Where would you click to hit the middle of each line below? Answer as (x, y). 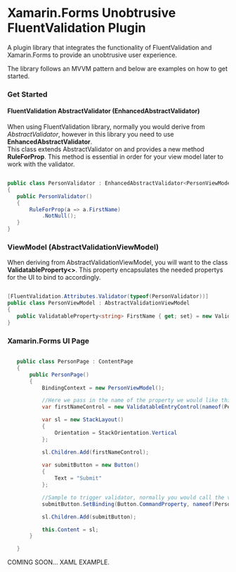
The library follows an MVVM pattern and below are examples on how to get (118, 68)
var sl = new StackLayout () (83, 420)
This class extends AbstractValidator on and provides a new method (106, 149)
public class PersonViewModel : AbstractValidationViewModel (99, 303)
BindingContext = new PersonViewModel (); (103, 388)
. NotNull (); (59, 216)
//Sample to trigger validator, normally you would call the (133, 497)
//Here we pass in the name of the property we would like (130, 400)
